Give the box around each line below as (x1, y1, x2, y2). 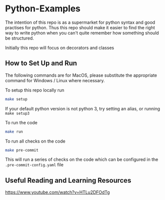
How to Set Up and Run (5, 59, 78, 67)
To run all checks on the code (5, 138, 66, 144)
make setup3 (5, 111, 30, 116)
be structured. (5, 35, 34, 41)
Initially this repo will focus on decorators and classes (5, 45, 115, 50)
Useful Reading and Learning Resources (5, 176, 131, 185)
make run (5, 129, 23, 134)
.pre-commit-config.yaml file (5, 162, 64, 168)
